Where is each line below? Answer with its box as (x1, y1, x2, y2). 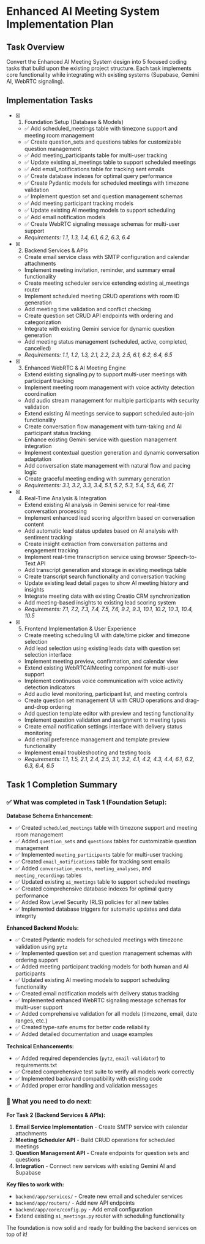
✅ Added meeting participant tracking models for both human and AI (15, 962, 188, 970)
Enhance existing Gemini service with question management (24, 436, 177, 443)
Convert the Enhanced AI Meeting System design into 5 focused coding (6, 58, 187, 65)
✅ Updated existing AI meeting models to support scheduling (15, 976, 170, 983)
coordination (24, 390, 57, 397)
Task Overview (6, 42, 65, 52)
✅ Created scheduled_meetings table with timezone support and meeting (15, 824, 198, 831)
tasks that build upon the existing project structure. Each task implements (6, 64, 192, 72)
